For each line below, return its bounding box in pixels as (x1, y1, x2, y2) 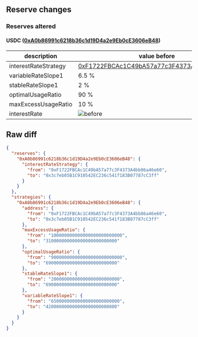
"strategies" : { (11, 194, 51, 201)
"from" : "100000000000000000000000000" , (27, 232, 128, 239)
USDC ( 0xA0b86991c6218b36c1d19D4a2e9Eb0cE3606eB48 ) (6, 36, 161, 44)
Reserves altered (6, 22, 56, 31)
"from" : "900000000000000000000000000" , (27, 254, 128, 261)
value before (138, 52, 176, 60)
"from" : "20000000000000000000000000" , (27, 276, 126, 282)
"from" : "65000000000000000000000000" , (27, 298, 126, 304)
